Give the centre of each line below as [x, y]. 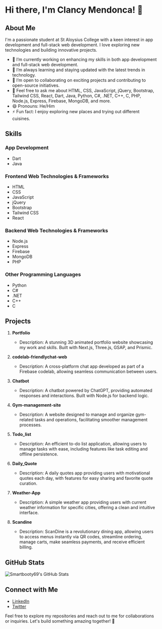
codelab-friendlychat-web [39, 357]
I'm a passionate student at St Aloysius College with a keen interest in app [79, 39]
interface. [29, 513]
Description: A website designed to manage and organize [77, 414]
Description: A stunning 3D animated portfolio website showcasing [86, 342]
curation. [28, 483]
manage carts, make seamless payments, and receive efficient [82, 542]
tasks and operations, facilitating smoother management [91, 420]
